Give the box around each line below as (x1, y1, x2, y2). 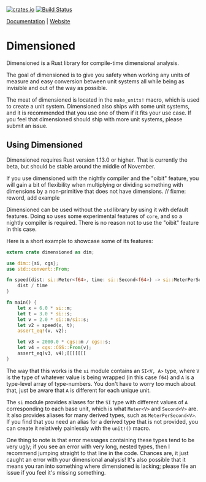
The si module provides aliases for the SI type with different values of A (6, 398, 188, 405)
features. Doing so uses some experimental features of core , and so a (6, 212, 183, 220)
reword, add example (6, 194, 60, 201)
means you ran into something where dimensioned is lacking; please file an (6, 462, 196, 470)
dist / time (17, 282, 48, 289)
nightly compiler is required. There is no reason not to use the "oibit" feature (6, 219, 199, 226)
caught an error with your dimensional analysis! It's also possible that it (6, 456, 186, 463)
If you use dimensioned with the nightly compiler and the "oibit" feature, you (6, 175, 199, 182)
